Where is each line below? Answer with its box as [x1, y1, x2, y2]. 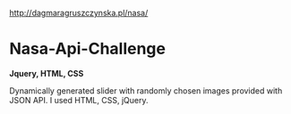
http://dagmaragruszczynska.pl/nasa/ [9, 8, 149, 18]
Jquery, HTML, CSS [9, 68, 84, 78]
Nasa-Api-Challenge [9, 39, 166, 59]
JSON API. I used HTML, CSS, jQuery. [9, 94, 149, 105]
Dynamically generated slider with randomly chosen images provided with [9, 85, 283, 96]
